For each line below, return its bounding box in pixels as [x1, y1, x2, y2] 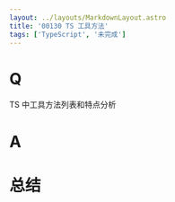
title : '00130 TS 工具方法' [9, 22, 109, 31]
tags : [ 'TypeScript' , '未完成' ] [9, 30, 127, 39]
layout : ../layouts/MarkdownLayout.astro [9, 13, 167, 22]
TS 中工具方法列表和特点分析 [9, 100, 117, 110]
